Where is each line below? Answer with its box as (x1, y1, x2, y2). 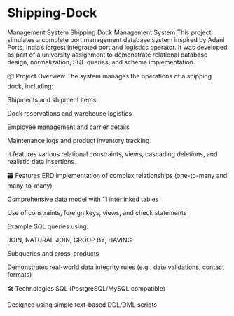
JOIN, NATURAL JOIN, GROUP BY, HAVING (7, 235, 132, 244)
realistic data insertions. (7, 157, 76, 165)
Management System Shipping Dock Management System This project (7, 28, 212, 36)
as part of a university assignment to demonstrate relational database (7, 50, 208, 59)
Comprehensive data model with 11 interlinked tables (7, 195, 159, 203)
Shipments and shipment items (7, 95, 97, 104)
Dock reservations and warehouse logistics (7, 109, 132, 117)
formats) (7, 270, 32, 278)
